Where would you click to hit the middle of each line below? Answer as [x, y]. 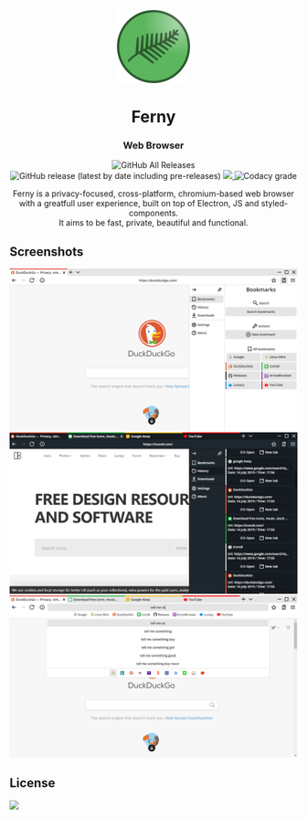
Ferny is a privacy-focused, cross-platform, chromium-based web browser [153, 194]
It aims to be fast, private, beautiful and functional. [153, 223]
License [32, 783]
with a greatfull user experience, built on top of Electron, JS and [139, 204]
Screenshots [47, 252]
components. [153, 213]
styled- [275, 204]
